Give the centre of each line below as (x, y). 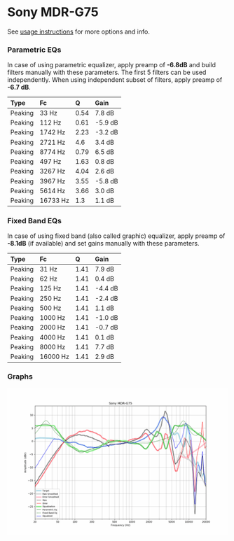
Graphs (20, 377)
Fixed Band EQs (34, 220)
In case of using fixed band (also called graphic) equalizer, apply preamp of (116, 236)
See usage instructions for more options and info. (79, 31)
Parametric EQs (34, 50)
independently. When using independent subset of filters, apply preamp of (115, 80)
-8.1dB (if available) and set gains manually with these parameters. (103, 244)
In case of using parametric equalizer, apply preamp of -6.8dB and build (111, 65)
